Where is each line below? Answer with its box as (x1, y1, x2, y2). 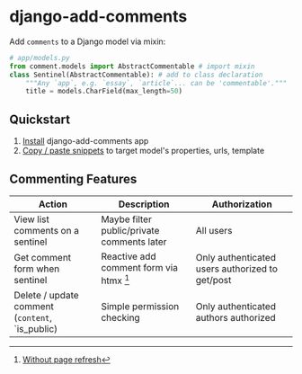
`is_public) (13, 323, 58, 335)
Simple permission (101, 300, 180, 313)
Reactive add (101, 250, 156, 263)
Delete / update (13, 289, 79, 302)
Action (39, 198, 68, 210)
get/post (195, 273, 232, 286)
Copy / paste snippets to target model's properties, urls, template (22, 146, 265, 156)
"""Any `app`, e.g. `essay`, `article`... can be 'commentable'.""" (25, 78, 288, 87)
